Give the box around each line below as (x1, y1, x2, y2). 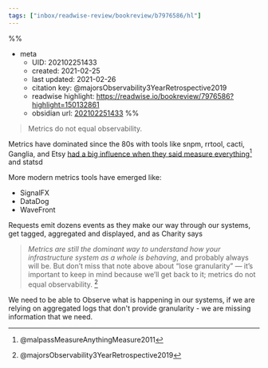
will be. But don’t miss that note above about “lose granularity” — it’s (27, 261, 254, 271)
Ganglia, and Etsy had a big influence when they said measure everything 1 (8, 147, 253, 159)
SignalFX (19, 188, 50, 198)
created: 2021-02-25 (31, 65, 101, 76)
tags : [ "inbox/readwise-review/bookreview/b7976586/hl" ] (8, 11, 202, 20)
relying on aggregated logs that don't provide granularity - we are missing (8, 303, 251, 313)
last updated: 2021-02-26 (31, 74, 116, 84)
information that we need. (8, 311, 93, 321)
